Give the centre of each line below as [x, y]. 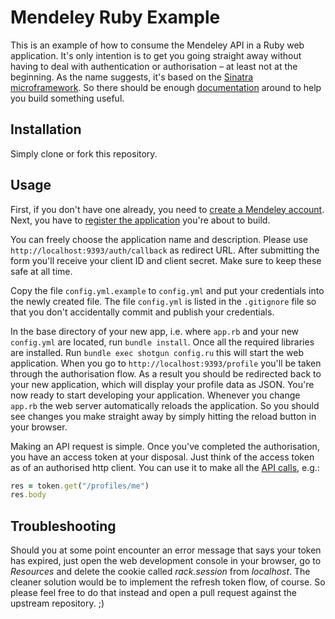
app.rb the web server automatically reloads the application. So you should [165, 405]
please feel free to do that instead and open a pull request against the [153, 593]
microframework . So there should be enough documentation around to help [166, 87]
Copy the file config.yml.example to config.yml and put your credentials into [167, 290]
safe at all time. [41, 271]
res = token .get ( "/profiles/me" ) [80, 486]
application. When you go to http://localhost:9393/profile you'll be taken [166, 363]
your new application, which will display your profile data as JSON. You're [162, 384]
